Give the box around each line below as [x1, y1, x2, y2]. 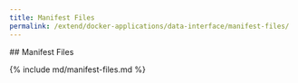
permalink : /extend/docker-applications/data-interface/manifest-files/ [9, 22, 290, 31]
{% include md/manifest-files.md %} [9, 64, 147, 75]
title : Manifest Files [9, 13, 95, 23]
